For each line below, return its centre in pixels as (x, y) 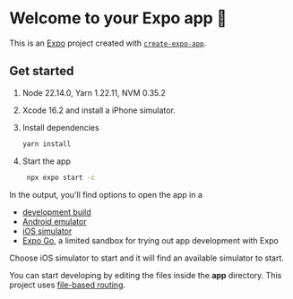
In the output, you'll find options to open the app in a (106, 194)
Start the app (47, 161)
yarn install (47, 144)
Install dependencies (61, 127)
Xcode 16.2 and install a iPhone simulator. (99, 110)
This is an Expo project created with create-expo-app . (108, 43)
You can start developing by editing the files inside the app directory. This (146, 275)
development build (56, 212)
